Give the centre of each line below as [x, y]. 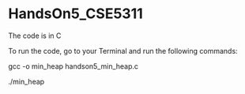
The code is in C [35, 36]
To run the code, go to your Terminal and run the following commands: [123, 51]
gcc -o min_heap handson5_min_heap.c [73, 66]
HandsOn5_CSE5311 [76, 14]
